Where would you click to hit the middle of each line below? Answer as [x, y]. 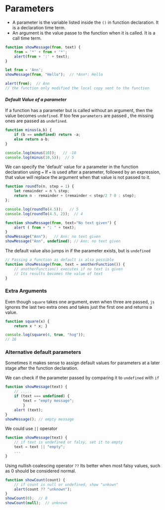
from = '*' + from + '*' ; [41, 52]
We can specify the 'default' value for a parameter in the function [72, 167]
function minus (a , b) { [28, 130]
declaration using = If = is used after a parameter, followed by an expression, [83, 172]
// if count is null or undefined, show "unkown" [66, 484]
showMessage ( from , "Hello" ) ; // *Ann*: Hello [54, 75]
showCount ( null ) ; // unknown [36, 503]
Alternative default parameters [43, 352]
